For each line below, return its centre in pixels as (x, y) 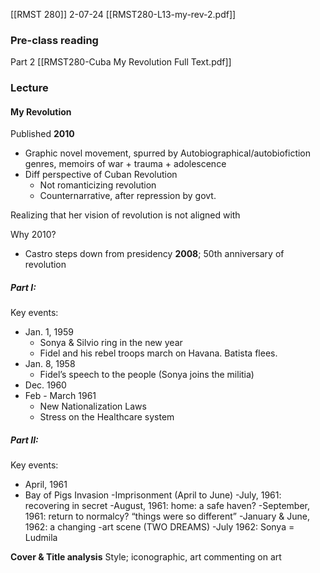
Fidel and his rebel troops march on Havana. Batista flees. (158, 353)
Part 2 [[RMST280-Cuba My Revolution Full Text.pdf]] (121, 62)
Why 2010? (33, 235)
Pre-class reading (54, 40)
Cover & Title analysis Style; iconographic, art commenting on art (146, 557)
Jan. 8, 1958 (50, 364)
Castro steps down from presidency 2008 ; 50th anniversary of (154, 254)
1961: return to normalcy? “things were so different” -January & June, (167, 516)
